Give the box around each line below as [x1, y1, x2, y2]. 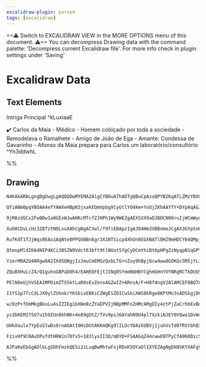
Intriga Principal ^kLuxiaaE [6, 113, 73, 120]
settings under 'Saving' [6, 51, 65, 58]
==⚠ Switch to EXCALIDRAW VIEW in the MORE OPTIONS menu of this [6, 31, 187, 39]
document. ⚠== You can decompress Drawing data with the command [6, 38, 186, 45]
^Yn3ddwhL [6, 148, 37, 155]
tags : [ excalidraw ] [6, 15, 56, 21]
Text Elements [6, 97, 63, 108]
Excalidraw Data [6, 73, 91, 87]
